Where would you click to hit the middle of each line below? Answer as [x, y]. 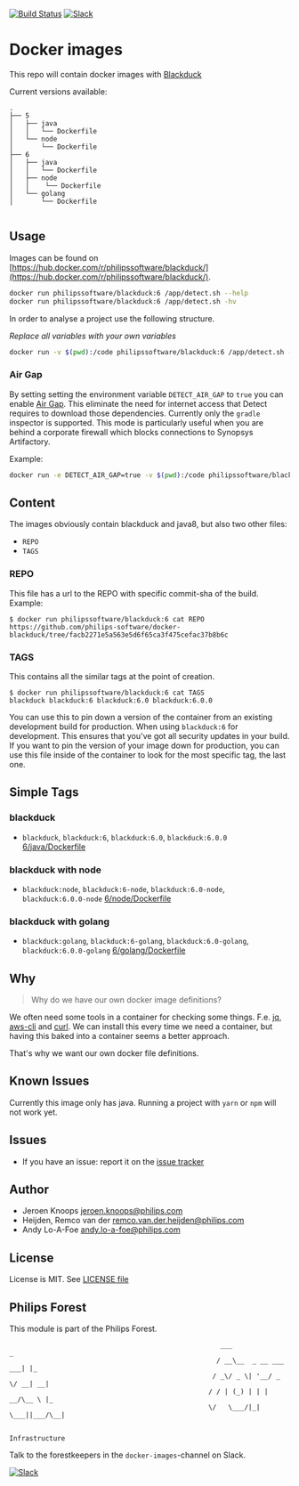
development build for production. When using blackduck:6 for [124, 727]
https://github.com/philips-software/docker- [95, 627]
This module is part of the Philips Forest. [83, 1329]
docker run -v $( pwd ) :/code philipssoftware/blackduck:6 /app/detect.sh [147, 352]
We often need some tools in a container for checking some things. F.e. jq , [145, 1017]
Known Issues [49, 1081]
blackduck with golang [59, 922]
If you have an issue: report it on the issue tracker [113, 1161]
